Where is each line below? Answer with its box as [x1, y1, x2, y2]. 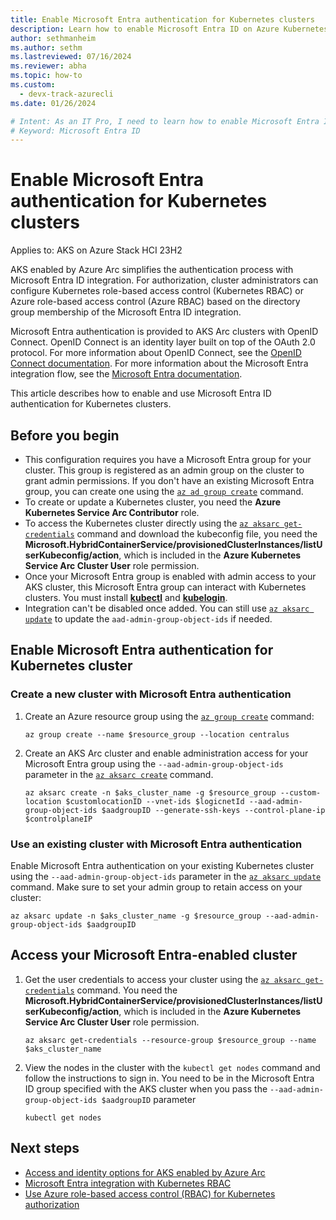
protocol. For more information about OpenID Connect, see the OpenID [10, 347, 302, 359]
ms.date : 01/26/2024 [10, 98, 97, 108]
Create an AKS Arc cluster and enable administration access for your [24, 747, 309, 759]
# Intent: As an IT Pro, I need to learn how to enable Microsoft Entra [10, 116, 320, 126]
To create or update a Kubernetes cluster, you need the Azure [24, 496, 282, 508]
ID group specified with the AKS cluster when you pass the [24, 1082, 268, 1095]
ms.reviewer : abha [10, 61, 87, 71]
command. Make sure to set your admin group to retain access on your [10, 881, 303, 893]
